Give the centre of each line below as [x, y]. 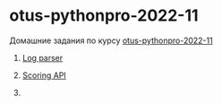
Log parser [43, 57]
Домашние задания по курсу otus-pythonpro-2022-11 [111, 40]
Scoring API [44, 75]
